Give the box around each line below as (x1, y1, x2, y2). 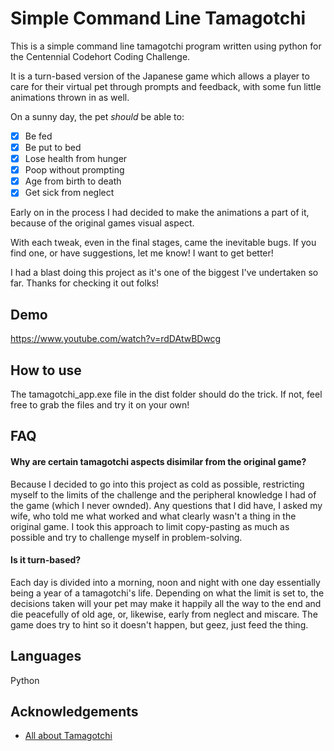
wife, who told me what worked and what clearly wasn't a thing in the (10, 510, 297, 522)
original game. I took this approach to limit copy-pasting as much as (10, 520, 290, 532)
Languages (10, 648, 82, 665)
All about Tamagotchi (24, 730, 113, 742)
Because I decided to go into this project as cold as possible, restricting (10, 478, 305, 490)
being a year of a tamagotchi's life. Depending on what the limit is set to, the (10, 587, 325, 599)
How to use (10, 362, 82, 379)
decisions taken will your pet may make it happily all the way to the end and (10, 597, 322, 609)
